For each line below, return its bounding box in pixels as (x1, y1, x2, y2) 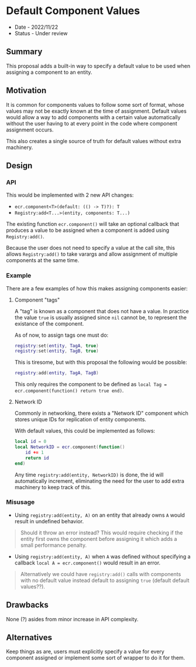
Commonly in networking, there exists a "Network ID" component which (14, 409, 188, 417)
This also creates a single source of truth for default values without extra (6, 137, 181, 144)
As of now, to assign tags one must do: (14, 331, 109, 338)
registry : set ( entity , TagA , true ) (14, 343, 99, 348)
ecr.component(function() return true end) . (14, 387, 124, 394)
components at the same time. (6, 257, 80, 264)
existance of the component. (14, 320, 84, 327)
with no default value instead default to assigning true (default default (20, 577, 190, 584)
